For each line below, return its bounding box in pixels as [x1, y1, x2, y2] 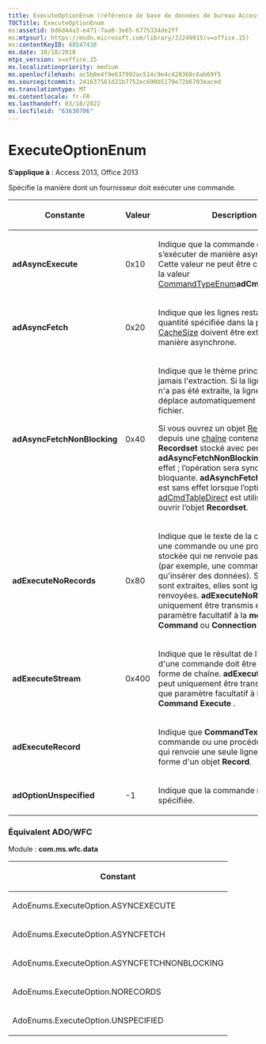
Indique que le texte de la [158, 530, 252, 541]
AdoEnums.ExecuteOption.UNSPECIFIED [12, 1015, 164, 1026]
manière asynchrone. [158, 336, 237, 347]
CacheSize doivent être [158, 326, 245, 337]
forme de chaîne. [158, 668, 222, 679]
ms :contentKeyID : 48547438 [8, 41, 97, 49]
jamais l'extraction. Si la [158, 375, 246, 386]
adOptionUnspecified [12, 789, 95, 800]
